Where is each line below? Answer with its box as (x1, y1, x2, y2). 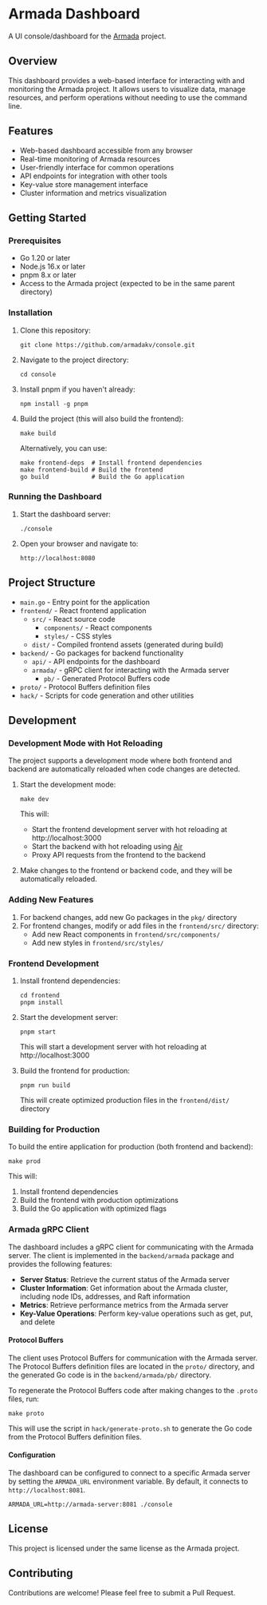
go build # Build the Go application (19, 472, 185, 480)
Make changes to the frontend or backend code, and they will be (19, 866, 233, 875)
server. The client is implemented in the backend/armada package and (8, 1250, 234, 1260)
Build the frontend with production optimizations (19, 1196, 179, 1205)
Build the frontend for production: (19, 1065, 130, 1075)
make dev (19, 795, 49, 803)
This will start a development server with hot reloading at (19, 1041, 207, 1051)
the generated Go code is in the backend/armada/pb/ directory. (8, 1370, 212, 1380)
